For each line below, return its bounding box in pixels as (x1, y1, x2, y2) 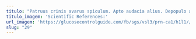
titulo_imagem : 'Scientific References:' (6, 14, 108, 19)
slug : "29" (6, 24, 33, 30)
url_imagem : (6, 19, 35, 25)
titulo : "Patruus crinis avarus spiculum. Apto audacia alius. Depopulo (6, 8, 187, 14)
